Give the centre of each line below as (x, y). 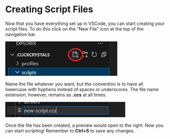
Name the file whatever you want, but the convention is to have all (74, 84)
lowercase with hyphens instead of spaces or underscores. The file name (82, 89)
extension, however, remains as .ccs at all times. (56, 95)
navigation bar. (21, 34)
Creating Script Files (49, 9)
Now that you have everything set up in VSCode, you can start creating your (85, 23)
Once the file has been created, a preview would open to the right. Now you (84, 125)
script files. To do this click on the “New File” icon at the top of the (74, 29)
